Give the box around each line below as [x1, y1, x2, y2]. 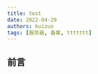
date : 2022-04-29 [7, 16, 57, 23]
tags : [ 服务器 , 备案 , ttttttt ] [7, 29, 92, 36]
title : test [7, 10, 41, 17]
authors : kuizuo [7, 23, 54, 29]
